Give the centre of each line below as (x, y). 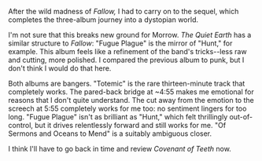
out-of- (241, 117)
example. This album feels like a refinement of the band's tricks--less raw (127, 51)
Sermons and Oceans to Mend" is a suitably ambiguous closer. (110, 134)
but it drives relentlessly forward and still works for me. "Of (131, 125)
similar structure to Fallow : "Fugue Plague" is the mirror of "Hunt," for (120, 43)
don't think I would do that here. (60, 68)
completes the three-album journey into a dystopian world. (103, 20)
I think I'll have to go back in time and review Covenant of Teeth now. (120, 149)
